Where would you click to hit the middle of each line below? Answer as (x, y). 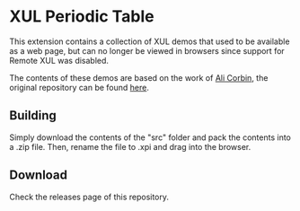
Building (33, 115)
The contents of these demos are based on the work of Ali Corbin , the (139, 77)
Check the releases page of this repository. (89, 197)
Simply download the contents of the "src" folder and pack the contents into (150, 137)
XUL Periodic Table (82, 17)
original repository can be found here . (79, 87)
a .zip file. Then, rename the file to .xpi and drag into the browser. (130, 146)
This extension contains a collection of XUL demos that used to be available (150, 41)
